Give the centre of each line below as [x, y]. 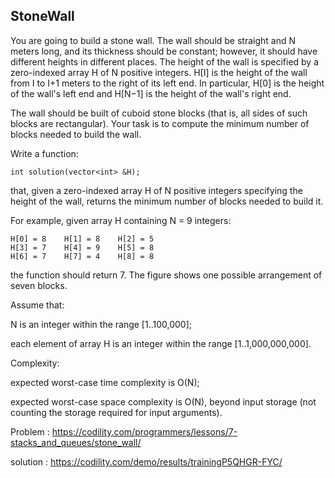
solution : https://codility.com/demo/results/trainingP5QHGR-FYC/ [146, 461]
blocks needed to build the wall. [76, 134]
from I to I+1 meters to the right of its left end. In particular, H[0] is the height [167, 83]
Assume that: [37, 305]
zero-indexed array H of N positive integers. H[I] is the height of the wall [159, 72]
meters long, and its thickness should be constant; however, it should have [164, 51]
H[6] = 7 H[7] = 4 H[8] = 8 [82, 256]
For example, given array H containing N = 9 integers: [121, 220]
